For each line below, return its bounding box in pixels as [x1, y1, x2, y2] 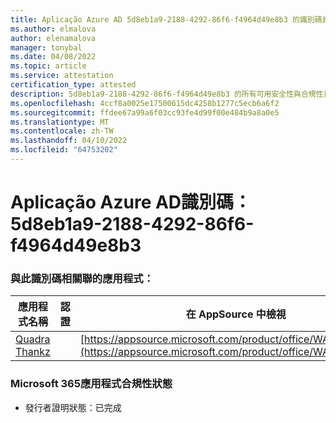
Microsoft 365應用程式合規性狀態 [10, 377, 173, 391]
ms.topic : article [10, 61, 87, 71]
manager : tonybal [10, 42, 83, 53]
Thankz [15, 345, 51, 359]
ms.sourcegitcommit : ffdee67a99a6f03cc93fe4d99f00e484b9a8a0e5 [10, 107, 280, 118]
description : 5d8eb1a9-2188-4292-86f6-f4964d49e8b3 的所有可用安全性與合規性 [10, 89, 324, 99]
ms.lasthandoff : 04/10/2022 [10, 136, 128, 146]
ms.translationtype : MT [10, 117, 110, 127]
